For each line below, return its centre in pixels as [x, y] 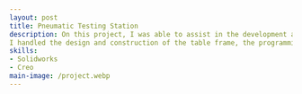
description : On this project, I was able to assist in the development [148, 34]
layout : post [34, 17]
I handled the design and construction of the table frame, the [132, 43]
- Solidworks [34, 59]
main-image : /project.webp [60, 76]
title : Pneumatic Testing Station [74, 26]
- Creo [22, 68]
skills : [24, 51]
